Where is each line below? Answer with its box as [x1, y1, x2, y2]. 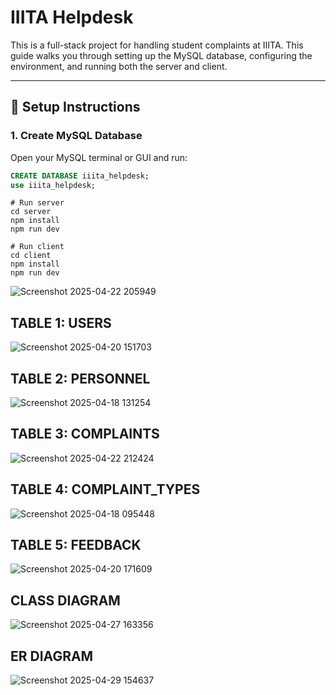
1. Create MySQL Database [10, 129, 143, 143]
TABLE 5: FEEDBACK [10, 537, 142, 554]
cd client [10, 251, 52, 261]
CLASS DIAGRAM [10, 592, 121, 609]
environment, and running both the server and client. [10, 60, 228, 72]
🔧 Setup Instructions [10, 99, 141, 116]
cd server [10, 207, 52, 217]
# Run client [10, 242, 65, 252]
